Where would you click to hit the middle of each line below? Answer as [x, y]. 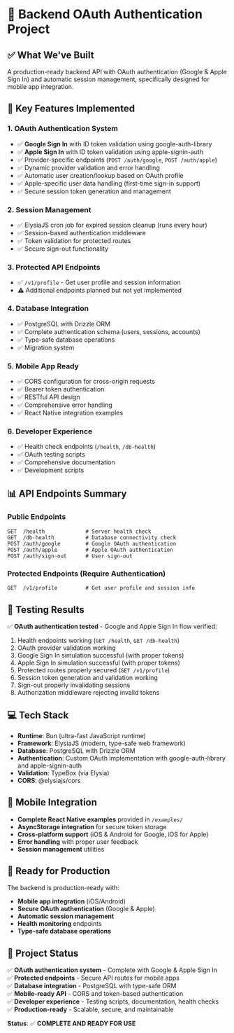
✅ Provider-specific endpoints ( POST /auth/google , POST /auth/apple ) [117, 160]
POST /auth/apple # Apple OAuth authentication [90, 550]
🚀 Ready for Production [59, 871]
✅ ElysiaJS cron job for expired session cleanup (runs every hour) [112, 225]
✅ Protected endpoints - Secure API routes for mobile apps [94, 978]
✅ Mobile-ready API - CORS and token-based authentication [95, 994]
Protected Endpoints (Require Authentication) [87, 574]
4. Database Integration [48, 309]
